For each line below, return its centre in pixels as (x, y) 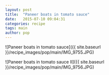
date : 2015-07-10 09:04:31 (35, 19)
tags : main (16, 28)
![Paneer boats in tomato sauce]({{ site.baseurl (53, 47)
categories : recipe (25, 24)
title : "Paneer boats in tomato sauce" (48, 14)
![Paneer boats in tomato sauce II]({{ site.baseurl (55, 62)
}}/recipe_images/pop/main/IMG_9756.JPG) (50, 67)
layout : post (19, 10)
